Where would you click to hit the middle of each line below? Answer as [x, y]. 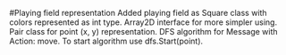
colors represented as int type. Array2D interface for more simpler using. [143, 22]
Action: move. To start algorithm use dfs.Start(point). [106, 41]
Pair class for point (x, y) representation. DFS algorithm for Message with [144, 31]
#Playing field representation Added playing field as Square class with [138, 13]
